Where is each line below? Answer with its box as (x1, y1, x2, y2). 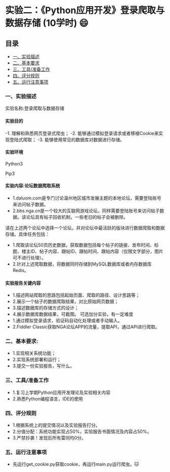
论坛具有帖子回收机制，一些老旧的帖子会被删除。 (26, 214, 128, 220)
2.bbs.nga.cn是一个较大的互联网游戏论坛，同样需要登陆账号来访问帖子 (12, 208, 160, 214)
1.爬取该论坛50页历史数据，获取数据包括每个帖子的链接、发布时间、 (12, 242, 154, 248)
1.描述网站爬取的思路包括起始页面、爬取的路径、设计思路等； (12, 292, 140, 298)
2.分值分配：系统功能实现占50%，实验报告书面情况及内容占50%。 (12, 428, 152, 434)
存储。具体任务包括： (5, 231, 50, 237)
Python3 (5, 160, 23, 166)
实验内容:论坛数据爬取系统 (5, 183, 60, 189)
